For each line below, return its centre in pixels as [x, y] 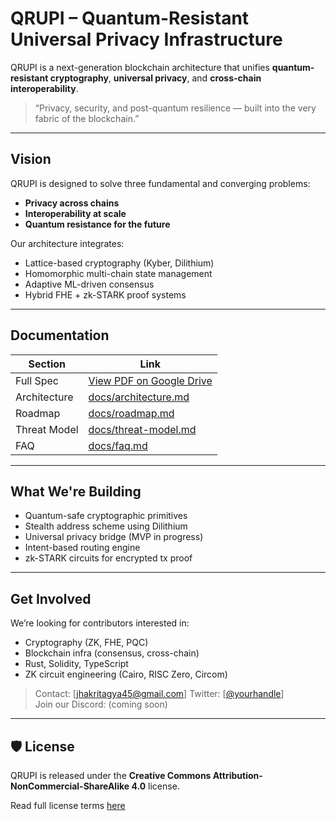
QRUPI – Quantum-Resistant [130, 18]
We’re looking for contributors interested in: [100, 623]
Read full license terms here [68, 805]
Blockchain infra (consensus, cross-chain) [112, 653]
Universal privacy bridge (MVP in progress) [114, 537]
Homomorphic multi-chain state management [118, 273]
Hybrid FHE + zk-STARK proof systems [105, 294]
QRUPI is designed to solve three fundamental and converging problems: [160, 183]
